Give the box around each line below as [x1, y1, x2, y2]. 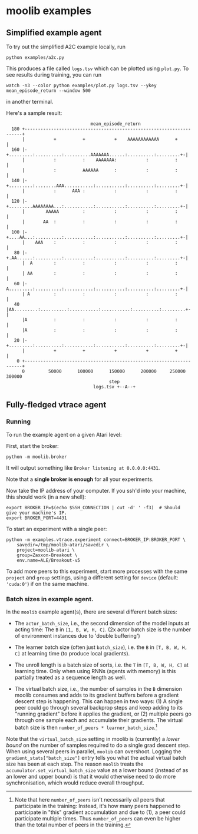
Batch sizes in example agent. [6, 595, 94, 603]
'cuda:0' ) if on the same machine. [6, 580, 90, 587]
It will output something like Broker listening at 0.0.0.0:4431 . [6, 464, 160, 471]
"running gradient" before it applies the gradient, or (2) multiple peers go [14, 710, 192, 717]
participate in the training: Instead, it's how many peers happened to [14, 802, 181, 809]
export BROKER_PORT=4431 [6, 515, 67, 521]
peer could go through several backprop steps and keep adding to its [14, 704, 183, 711]
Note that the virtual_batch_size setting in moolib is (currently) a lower [6, 735, 180, 742]
